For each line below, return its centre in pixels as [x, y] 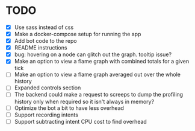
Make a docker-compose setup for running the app [78, 34]
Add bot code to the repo [45, 41]
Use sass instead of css [44, 27]
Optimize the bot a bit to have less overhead [69, 108]
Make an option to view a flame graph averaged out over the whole [97, 75]
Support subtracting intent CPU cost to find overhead [80, 121]
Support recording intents [46, 115]
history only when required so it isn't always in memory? [84, 101]
